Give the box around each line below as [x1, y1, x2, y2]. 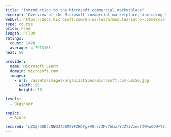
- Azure [10, 115, 26, 120]
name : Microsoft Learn [10, 64, 58, 69]
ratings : [5, 36, 24, 41]
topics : [5, 110, 22, 116]
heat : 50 [5, 50, 24, 55]
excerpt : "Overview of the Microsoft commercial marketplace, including [5, 12, 163, 17]
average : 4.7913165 [10, 45, 51, 50]
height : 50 [18, 87, 42, 92]
